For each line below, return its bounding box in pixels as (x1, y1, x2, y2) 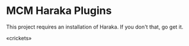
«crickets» (6, 34, 32, 41)
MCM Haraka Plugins (6, 4, 112, 17)
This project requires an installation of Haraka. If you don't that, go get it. (6, 23, 184, 30)
